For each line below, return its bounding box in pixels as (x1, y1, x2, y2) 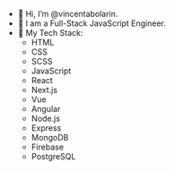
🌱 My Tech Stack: (17, 28, 83, 38)
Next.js (31, 85, 58, 95)
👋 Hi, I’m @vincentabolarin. (17, 9, 118, 19)
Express (31, 123, 62, 133)
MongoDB (31, 133, 69, 142)
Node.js (31, 113, 61, 124)
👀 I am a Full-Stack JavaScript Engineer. (17, 18, 166, 29)
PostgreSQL (31, 151, 76, 161)
